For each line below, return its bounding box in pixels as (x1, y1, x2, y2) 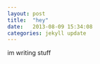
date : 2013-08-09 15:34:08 (7, 23, 93, 30)
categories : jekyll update (7, 29, 87, 37)
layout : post (7, 10, 46, 17)
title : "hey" (7, 17, 49, 24)
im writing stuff (7, 49, 51, 57)
